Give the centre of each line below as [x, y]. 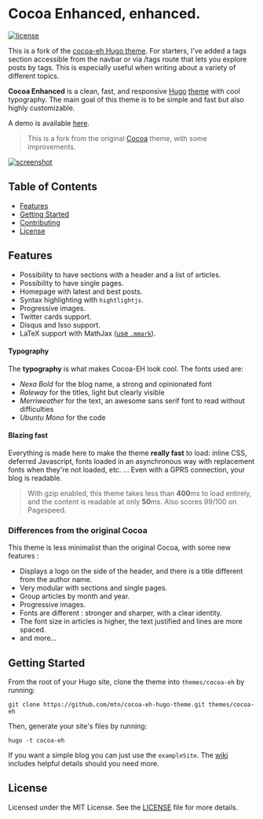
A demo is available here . [49, 123]
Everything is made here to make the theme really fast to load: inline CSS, [128, 453]
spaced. [33, 630]
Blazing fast [28, 435]
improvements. [51, 146]
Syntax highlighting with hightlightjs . [81, 299]
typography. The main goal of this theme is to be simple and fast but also [126, 99]
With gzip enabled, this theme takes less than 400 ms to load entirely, [139, 493]
